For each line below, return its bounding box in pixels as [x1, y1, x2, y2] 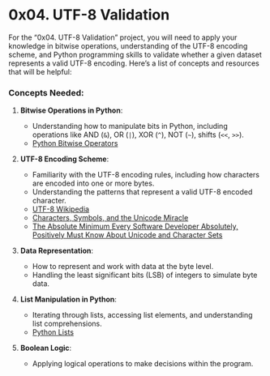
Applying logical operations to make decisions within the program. [32, 359, 254, 369]
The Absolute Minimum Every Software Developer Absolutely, [32, 221, 238, 232]
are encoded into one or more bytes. [32, 178, 155, 188]
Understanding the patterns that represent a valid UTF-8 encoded [32, 187, 253, 197]
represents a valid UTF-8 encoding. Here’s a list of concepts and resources [8, 58, 259, 68]
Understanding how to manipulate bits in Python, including [32, 122, 229, 131]
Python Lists [32, 327, 75, 337]
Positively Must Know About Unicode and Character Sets [32, 230, 223, 240]
